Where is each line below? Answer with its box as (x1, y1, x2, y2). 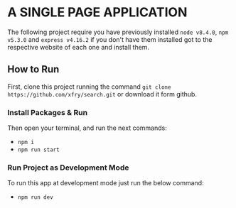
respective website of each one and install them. (7, 43, 150, 51)
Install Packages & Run (7, 107, 87, 117)
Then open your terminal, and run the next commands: (7, 124, 167, 132)
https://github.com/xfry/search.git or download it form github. (7, 89, 198, 98)
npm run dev (17, 194, 53, 201)
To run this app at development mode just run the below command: (7, 179, 204, 187)
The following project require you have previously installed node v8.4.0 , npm (7, 28, 229, 36)
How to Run (7, 63, 60, 75)
